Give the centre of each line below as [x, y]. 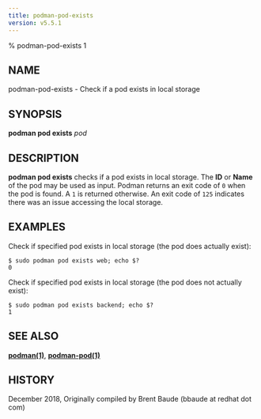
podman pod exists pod [47, 133]
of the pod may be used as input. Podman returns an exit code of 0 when [127, 185]
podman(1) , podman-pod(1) [54, 355]
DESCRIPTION [43, 158]
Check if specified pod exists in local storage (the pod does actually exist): [130, 246]
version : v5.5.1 [35, 23]
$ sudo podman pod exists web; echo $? [74, 260]
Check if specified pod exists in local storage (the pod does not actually [125, 282]
